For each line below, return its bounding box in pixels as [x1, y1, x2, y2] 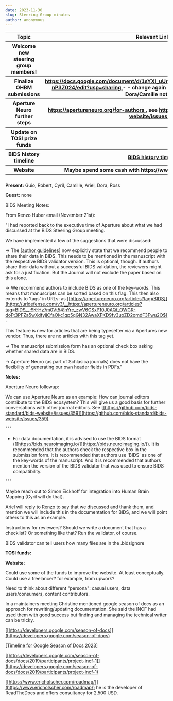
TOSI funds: [5, 550, 32, 556]
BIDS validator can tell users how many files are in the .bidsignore [5, 540, 145, 546]
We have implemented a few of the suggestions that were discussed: [5, 238, 152, 244]
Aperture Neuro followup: [5, 384, 59, 390]
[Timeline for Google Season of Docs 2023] [5, 642, 98, 649]
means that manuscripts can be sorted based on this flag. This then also [5, 290, 159, 296]
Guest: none [5, 192, 32, 199]
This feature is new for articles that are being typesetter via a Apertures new [5, 328, 167, 334]
